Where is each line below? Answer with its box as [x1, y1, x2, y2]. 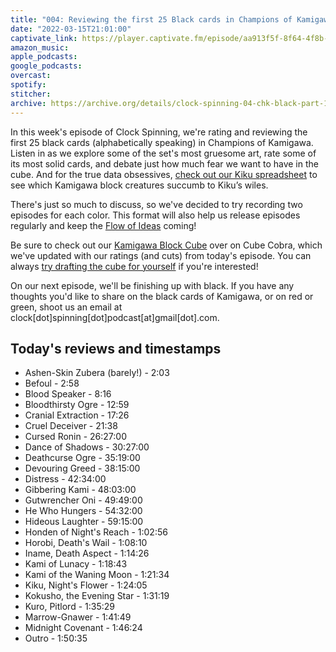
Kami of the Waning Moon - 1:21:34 [24, 569, 170, 581]
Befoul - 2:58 [24, 377, 80, 390]
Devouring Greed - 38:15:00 [24, 462, 141, 475]
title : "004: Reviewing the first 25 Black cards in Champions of [10, 14, 293, 25]
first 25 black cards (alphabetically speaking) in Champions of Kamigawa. [10, 136, 314, 148]
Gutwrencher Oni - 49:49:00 [24, 494, 143, 506]
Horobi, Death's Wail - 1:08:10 [24, 537, 148, 549]
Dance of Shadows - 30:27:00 [24, 441, 150, 453]
